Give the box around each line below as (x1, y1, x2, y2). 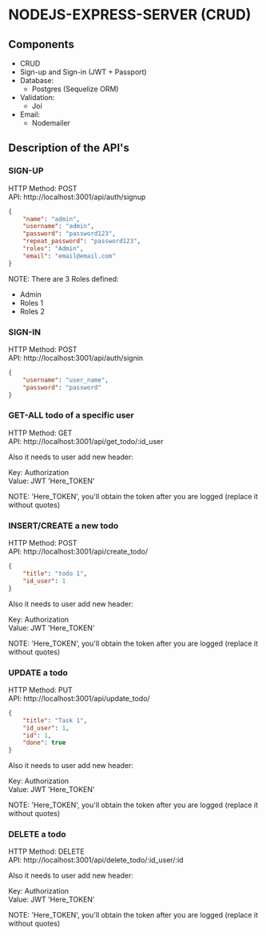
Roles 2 (19, 306, 46, 316)
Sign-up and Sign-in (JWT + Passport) (19, 67, 147, 77)
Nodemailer (31, 118, 70, 127)
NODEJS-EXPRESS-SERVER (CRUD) (8, 6, 252, 24)
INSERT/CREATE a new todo (8, 520, 119, 531)
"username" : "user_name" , (22, 376, 109, 384)
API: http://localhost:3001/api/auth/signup (8, 192, 146, 202)
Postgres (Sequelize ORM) (31, 84, 119, 94)
